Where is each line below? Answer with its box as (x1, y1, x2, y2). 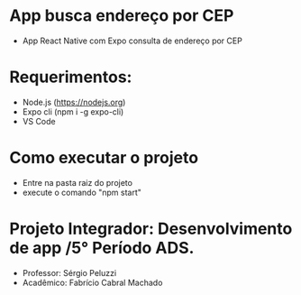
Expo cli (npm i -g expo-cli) (22, 106, 124, 117)
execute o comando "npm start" (22, 187, 142, 198)
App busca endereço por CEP (9, 5, 234, 26)
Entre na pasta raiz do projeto (22, 177, 133, 188)
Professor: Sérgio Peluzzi (22, 267, 117, 278)
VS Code (22, 115, 56, 126)
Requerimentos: (9, 67, 132, 88)
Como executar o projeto (9, 148, 199, 168)
